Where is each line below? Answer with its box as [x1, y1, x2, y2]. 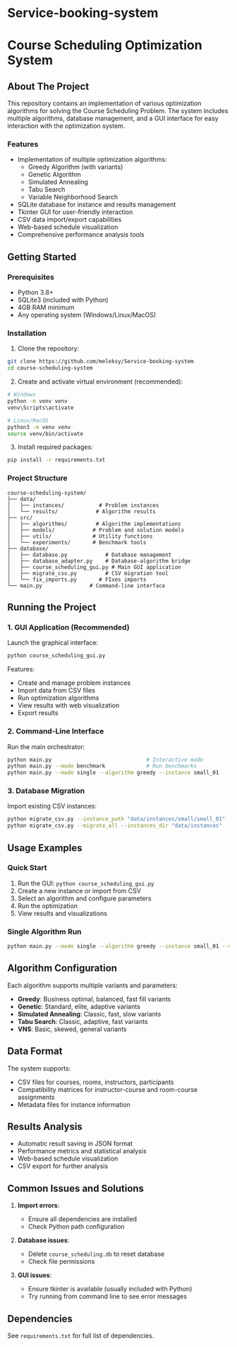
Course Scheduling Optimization [7, 37, 202, 54]
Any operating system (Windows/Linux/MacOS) [17, 311, 157, 319]
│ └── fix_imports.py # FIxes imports [7, 576, 147, 583]
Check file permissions [28, 1257, 95, 1266]
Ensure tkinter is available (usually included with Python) [28, 1285, 193, 1293]
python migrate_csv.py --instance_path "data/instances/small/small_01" [7, 816, 226, 823]
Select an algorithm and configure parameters [17, 894, 152, 902]
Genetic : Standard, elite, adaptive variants [17, 1002, 141, 1011]
